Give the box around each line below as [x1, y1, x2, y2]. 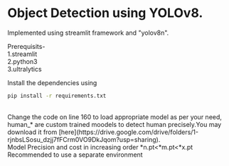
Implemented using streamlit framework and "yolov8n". [7, 28, 169, 37]
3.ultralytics [7, 65, 42, 73]
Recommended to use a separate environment [7, 150, 144, 159]
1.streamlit [7, 50, 38, 58]
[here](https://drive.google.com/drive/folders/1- [58, 128, 199, 136]
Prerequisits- [7, 42, 46, 50]
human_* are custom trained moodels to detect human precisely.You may [7, 120, 222, 128]
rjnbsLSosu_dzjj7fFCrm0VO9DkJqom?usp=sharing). [7, 135, 161, 143]
